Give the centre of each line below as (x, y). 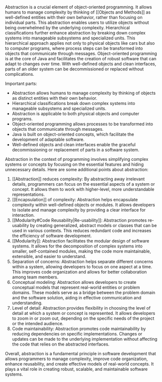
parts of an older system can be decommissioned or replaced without (74, 69)
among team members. (35, 277)
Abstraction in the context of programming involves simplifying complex (77, 159)
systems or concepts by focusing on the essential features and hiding (74, 164)
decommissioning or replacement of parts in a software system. (75, 150)
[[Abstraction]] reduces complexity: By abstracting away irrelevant (78, 179)
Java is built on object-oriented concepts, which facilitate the (73, 134)
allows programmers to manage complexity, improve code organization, (76, 359)
